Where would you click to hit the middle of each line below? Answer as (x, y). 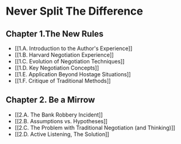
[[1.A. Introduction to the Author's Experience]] (73, 48)
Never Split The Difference (74, 11)
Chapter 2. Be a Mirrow (50, 100)
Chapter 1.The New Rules (55, 34)
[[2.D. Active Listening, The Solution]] (62, 134)
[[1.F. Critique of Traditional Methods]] (63, 81)
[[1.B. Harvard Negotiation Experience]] (64, 55)
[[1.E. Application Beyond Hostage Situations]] (72, 74)
